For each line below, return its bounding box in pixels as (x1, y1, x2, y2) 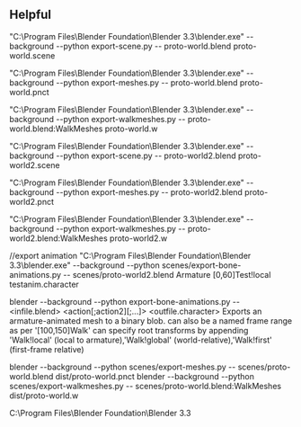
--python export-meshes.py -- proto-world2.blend (56, 186, 243, 197)
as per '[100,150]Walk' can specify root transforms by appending (9, 325, 249, 335)
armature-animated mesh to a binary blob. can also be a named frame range (9, 315, 293, 326)
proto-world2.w (109, 233, 168, 244)
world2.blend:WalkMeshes (9, 233, 108, 244)
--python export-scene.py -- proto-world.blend (56, 40, 232, 51)
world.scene (9, 49, 56, 61)
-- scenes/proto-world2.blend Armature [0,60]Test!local (62, 269, 271, 280)
